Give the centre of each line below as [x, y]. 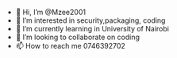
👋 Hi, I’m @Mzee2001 [50, 12]
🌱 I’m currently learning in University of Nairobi [92, 29]
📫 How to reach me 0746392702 [70, 46]
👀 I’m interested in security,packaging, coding [90, 20]
